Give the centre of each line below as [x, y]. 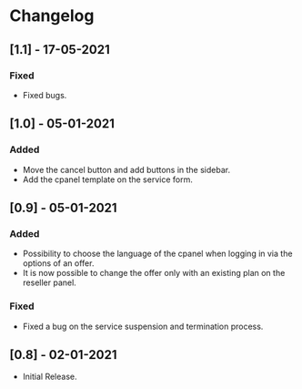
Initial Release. [50, 377]
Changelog [52, 16]
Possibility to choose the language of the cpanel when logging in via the [157, 254]
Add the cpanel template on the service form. [107, 179]
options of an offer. [58, 263]
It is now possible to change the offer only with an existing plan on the [154, 273]
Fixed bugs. [45, 95]
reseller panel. [50, 282]
